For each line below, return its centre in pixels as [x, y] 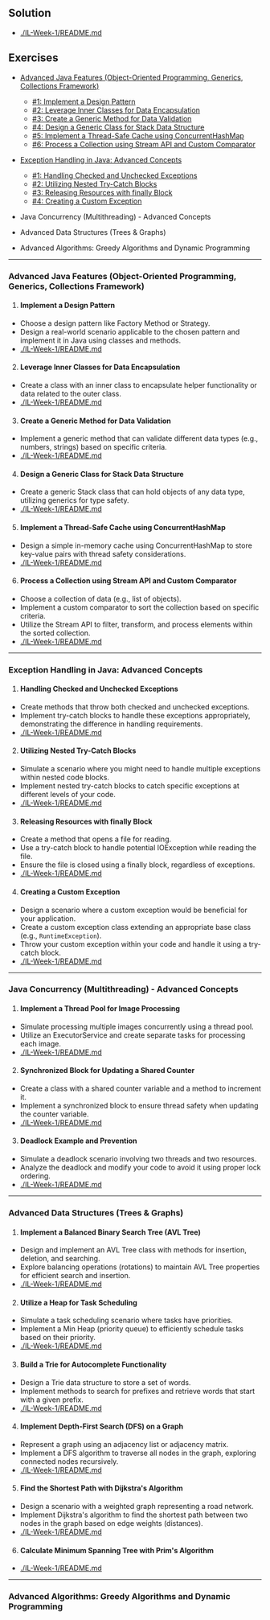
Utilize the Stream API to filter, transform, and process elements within [136, 624]
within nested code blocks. [65, 777]
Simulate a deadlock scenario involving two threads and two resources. [138, 1159]
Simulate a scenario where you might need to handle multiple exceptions [140, 769]
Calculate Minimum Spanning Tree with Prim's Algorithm [117, 1550]
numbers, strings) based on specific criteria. [93, 447]
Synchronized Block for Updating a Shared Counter [107, 1071]
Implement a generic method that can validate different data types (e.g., [139, 438]
